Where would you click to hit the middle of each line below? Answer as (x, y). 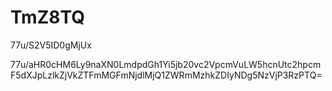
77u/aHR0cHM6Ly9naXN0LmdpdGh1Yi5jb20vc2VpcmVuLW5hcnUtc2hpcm (166, 64)
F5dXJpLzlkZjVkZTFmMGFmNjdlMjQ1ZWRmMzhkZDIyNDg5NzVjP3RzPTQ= (166, 75)
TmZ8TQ (48, 17)
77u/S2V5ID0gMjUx (51, 45)
